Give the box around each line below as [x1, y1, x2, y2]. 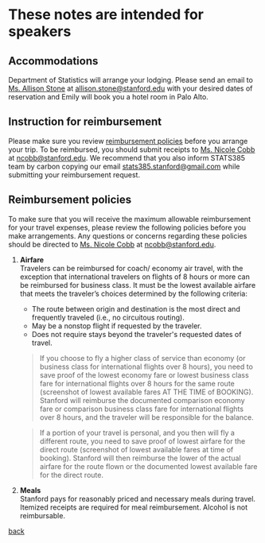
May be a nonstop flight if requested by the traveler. [31, 320, 202, 331]
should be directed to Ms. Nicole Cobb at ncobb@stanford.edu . [8, 239, 216, 249]
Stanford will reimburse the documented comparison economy [39, 395, 245, 405]
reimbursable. [19, 510, 66, 520]
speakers [8, 22, 72, 41]
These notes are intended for [8, 6, 205, 24]
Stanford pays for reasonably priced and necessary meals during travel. [19, 494, 256, 503]
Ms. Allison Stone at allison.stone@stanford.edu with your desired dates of [8, 83, 253, 93]
